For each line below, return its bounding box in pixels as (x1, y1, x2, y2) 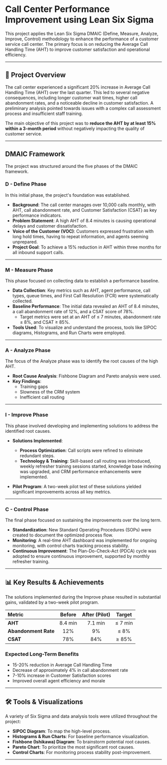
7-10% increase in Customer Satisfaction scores (12, 672, 111, 678)
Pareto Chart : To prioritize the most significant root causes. (12, 744, 135, 750)
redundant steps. (19, 452, 55, 459)
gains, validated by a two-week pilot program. (5, 599, 99, 605)
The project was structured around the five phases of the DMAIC (5, 163, 138, 169)
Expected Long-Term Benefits (5, 650, 79, 657)
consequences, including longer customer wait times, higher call (5, 95, 138, 101)
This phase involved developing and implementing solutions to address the (5, 422, 159, 429)
